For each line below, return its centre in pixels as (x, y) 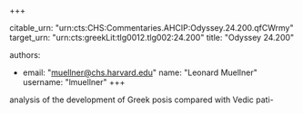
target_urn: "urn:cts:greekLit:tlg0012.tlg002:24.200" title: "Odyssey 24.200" (152, 38)
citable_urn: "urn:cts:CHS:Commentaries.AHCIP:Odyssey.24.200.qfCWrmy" (151, 28)
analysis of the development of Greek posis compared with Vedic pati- (142, 100)
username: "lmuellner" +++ (74, 82)
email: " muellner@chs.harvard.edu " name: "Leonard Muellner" (140, 72)
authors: (25, 55)
